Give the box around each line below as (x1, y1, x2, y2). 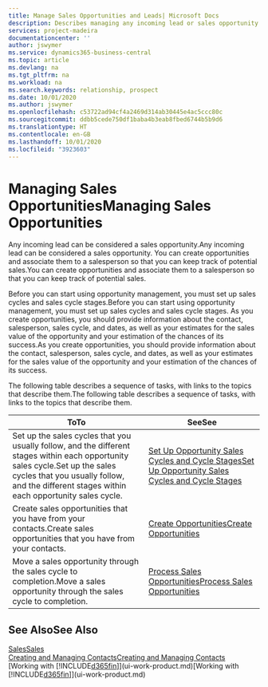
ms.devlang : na (8, 64, 59, 72)
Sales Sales (8, 644, 45, 654)
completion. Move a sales (12, 576, 106, 587)
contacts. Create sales (12, 523, 94, 535)
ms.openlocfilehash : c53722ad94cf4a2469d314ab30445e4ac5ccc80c (8, 109, 223, 116)
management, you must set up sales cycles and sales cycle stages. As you (8, 306, 254, 316)
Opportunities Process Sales (148, 576, 253, 587)
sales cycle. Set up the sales (12, 460, 116, 472)
